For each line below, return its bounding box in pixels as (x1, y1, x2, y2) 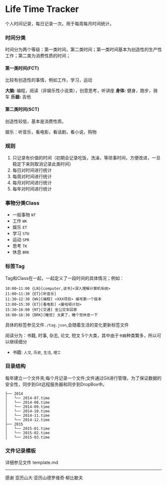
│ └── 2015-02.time (5, 430, 50, 435)
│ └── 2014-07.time (5, 395, 50, 400)
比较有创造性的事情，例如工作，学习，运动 (5, 77, 92, 83)
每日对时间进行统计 (12, 167, 52, 173)
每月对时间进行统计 (12, 179, 52, 185)
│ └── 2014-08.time (5, 400, 50, 405)
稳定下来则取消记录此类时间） (12, 161, 74, 167)
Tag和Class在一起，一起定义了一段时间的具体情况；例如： (5, 275, 124, 281)
